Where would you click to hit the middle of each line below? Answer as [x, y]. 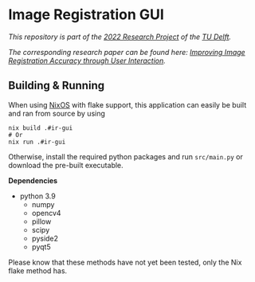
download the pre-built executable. [66, 165]
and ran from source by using [57, 113]
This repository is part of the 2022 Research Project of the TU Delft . [120, 37]
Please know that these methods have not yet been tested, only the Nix [125, 262]
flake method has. [38, 270]
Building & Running [57, 86]
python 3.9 [37, 196]
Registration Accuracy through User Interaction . [87, 61]
